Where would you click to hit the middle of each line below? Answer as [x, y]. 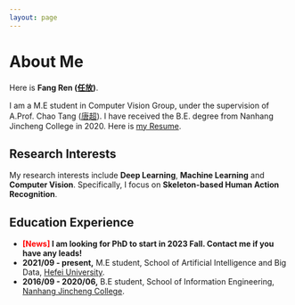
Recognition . [33, 194]
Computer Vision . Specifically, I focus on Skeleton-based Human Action [144, 185]
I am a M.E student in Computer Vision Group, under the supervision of [139, 105]
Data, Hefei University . [63, 272]
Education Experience [72, 223]
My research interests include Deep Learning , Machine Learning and [137, 176]
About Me [46, 61]
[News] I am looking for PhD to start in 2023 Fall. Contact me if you [148, 244]
